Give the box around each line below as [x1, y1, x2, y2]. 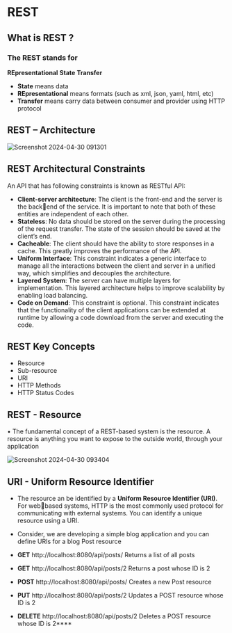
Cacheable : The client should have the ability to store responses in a [17, 239, 215, 248]
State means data [17, 81, 69, 90]
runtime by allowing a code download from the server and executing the [17, 313, 224, 321]
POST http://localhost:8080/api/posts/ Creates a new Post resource [17, 577, 212, 586]
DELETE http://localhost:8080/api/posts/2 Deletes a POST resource [17, 611, 211, 620]
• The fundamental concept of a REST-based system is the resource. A [7, 427, 210, 435]
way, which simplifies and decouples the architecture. [17, 269, 172, 277]
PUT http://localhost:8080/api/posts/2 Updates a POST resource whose [17, 591, 224, 599]
